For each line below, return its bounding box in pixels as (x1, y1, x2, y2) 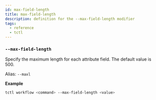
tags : (5, 21, 16, 26)
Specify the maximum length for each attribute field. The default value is (5, 56, 152, 62)
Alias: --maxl (5, 71, 31, 77)
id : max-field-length (5, 7, 50, 12)
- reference (9, 26, 34, 31)
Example (5, 81, 24, 87)
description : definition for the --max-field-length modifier (5, 16, 135, 21)
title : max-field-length (5, 12, 56, 17)
